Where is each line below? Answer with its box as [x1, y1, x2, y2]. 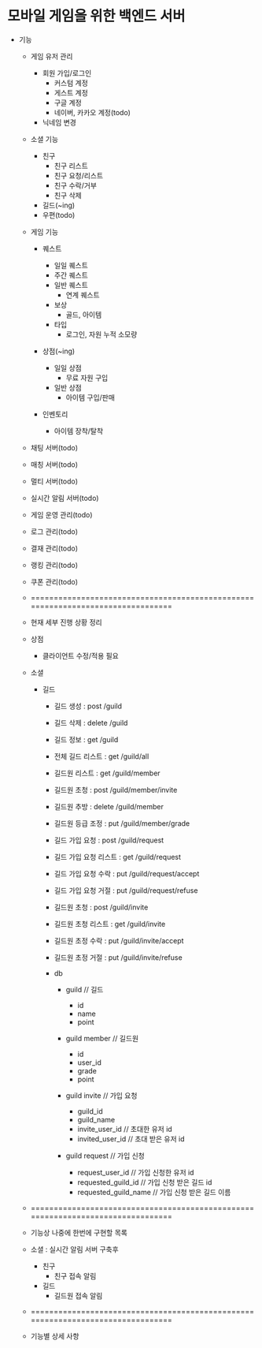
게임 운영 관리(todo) [30, 510, 93, 519]
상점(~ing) [42, 346, 76, 356]
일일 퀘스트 [54, 260, 88, 270]
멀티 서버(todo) [30, 476, 79, 486]
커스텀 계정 [54, 78, 88, 88]
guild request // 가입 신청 [65, 1151, 145, 1160]
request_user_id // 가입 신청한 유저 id [77, 1167, 194, 1177]
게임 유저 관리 [30, 51, 73, 61]
